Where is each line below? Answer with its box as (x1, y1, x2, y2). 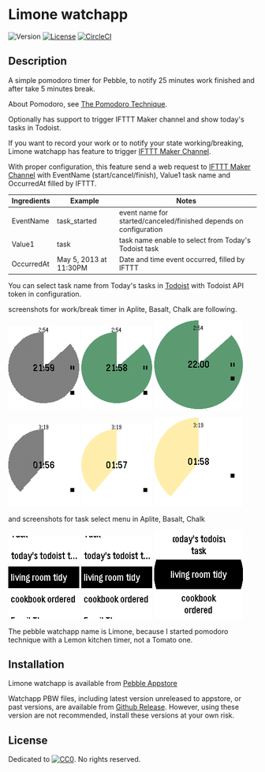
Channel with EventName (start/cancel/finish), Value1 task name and (8, 170, 231, 179)
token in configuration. (8, 289, 82, 298)
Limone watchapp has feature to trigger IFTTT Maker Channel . (8, 146, 211, 156)
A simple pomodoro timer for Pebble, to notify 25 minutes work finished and (8, 75, 255, 84)
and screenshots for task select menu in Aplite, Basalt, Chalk (8, 514, 205, 523)
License (8, 733, 48, 747)
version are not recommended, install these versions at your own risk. (8, 710, 235, 720)
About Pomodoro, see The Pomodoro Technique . (8, 99, 168, 108)
